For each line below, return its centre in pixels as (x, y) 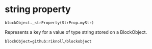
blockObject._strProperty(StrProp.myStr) (49, 23)
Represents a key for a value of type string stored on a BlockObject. (76, 32)
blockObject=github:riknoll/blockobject (48, 41)
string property (38, 9)
